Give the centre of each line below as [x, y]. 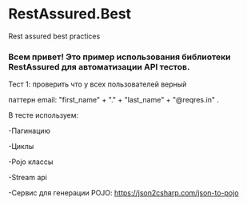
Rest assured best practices [54, 36]
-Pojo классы [31, 162]
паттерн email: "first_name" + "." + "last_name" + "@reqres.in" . [114, 100]
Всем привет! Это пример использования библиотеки [120, 57]
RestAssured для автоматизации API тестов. [99, 66]
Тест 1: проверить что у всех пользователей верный [98, 84]
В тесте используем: [43, 115]
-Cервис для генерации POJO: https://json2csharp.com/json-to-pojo [124, 193]
